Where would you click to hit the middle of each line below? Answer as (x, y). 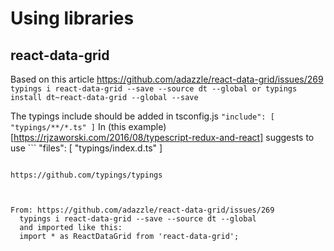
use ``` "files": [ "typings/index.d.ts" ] (86, 148)
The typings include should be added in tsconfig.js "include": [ (142, 116)
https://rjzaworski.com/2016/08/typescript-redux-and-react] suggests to (164, 137)
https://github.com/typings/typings (86, 175)
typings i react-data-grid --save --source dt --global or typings (154, 89)
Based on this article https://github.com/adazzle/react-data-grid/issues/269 (167, 79)
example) (147, 126)
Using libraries (72, 18)
